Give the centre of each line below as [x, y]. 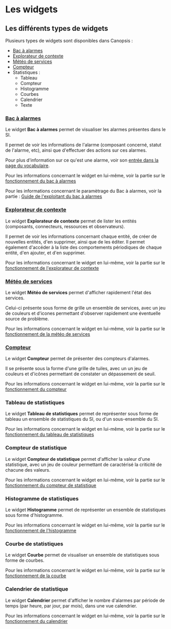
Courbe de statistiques [34, 544]
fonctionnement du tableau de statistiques [50, 435]
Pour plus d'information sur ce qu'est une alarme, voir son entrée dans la [82, 160]
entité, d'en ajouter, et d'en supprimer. [45, 253]
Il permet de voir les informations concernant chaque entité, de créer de [81, 236]
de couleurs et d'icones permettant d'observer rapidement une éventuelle [83, 313]
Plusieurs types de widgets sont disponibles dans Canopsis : [69, 40]
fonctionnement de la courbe [36, 576]
